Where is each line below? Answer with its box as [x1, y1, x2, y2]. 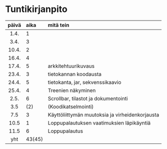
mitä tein [47, 21, 69, 28]
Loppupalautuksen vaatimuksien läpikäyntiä [47, 119, 151, 126]
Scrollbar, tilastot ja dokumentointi [47, 95, 128, 102]
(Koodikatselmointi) [47, 103, 94, 110]
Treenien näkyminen [47, 86, 96, 93]
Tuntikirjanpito [5, 3, 67, 15]
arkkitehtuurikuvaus [47, 62, 95, 69]
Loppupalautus [47, 127, 83, 134]
